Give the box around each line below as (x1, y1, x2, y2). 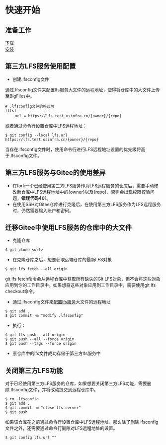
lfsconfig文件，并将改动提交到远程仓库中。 (10, 387, 98, 393)
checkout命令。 (5, 289, 38, 295)
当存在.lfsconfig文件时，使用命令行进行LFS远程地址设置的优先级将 (5, 146, 141, 152)
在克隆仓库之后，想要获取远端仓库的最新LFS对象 (12, 257, 112, 263)
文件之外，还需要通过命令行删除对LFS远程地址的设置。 (5, 425, 118, 431)
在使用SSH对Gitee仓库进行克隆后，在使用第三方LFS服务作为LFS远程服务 (12, 201, 162, 207)
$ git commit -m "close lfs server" (5, 405, 81, 410)
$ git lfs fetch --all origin (5, 267, 68, 272)
